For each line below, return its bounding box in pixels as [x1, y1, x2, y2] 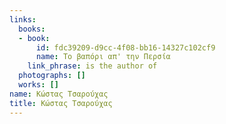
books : [18, 24, 46, 34]
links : [9, 14, 37, 25]
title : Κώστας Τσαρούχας [9, 98, 113, 108]
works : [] [18, 80, 59, 90]
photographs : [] [18, 71, 86, 81]
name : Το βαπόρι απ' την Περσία [35, 52, 171, 62]
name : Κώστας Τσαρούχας [9, 89, 109, 99]
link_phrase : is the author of [27, 61, 158, 71]
